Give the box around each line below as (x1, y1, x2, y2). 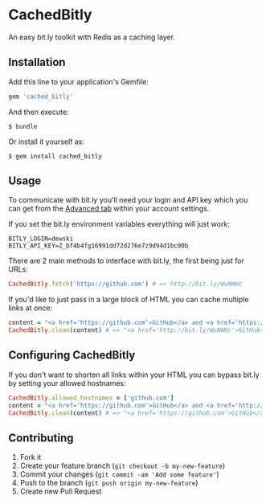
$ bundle (8, 122, 38, 130)
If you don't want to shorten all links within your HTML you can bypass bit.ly (8, 370, 260, 379)
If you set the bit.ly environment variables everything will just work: (8, 219, 231, 229)
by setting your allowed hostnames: (8, 378, 126, 387)
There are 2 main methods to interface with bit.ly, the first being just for (8, 256, 245, 266)
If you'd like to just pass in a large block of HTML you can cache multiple (8, 295, 249, 305)
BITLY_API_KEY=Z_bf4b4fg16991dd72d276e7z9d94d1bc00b (8, 242, 189, 250)
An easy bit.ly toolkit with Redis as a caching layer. (8, 32, 175, 42)
